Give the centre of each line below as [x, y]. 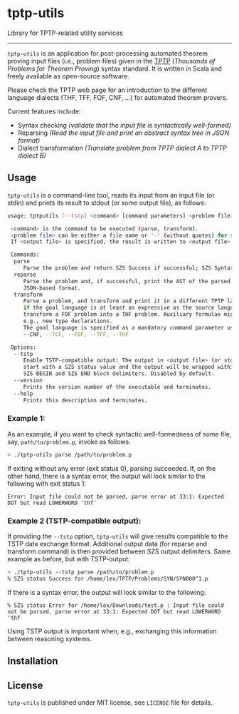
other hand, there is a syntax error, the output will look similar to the [106, 476]
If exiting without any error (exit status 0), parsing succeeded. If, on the [112, 468]
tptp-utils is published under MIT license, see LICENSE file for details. [110, 702]
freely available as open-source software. [68, 76]
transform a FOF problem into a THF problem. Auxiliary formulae [122, 315]
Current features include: [44, 111]
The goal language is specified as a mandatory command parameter [123, 327]
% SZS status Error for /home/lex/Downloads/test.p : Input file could [116, 605]
